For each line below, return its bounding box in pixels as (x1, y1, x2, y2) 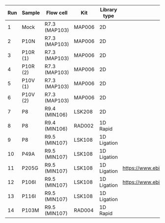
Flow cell (46, 9, 68, 16)
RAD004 (74, 207, 94, 214)
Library (100, 6, 117, 13)
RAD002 (74, 123, 94, 129)
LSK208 (74, 108, 93, 115)
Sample (22, 9, 40, 16)
